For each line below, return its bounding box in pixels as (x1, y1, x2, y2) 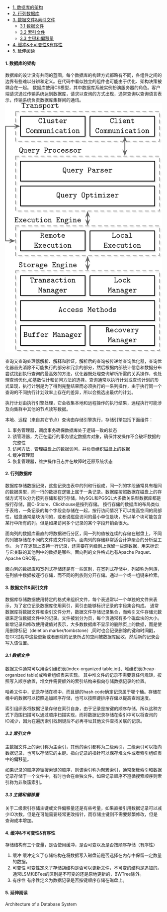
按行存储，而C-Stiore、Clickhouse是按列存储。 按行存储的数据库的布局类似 (5, 502, 160, 507)
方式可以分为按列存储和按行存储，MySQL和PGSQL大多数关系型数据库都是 (9, 495, 162, 501)
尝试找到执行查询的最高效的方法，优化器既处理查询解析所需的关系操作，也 (5, 370, 158, 377)
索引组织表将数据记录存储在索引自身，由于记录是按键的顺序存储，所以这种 (5, 706, 158, 711)
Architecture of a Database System (5, 901, 77, 907)
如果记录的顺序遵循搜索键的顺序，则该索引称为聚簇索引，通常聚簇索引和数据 (5, 767, 162, 773)
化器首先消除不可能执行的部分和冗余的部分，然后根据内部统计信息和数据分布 (5, 364, 162, 370)
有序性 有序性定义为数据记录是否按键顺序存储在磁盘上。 (12, 877, 127, 883)
